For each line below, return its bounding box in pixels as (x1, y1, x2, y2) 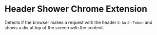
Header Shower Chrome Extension (4, 3, 147, 15)
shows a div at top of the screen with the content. (4, 24, 104, 30)
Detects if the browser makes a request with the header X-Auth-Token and (4, 19, 153, 25)
